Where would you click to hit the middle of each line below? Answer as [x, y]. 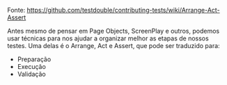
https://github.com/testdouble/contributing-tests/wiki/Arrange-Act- [124, 10]
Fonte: [16, 10]
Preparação [34, 59]
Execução [32, 67]
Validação [32, 74]
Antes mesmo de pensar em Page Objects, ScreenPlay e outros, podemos [113, 31]
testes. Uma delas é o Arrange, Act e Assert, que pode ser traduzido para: [114, 46]
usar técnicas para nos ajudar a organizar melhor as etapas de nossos [108, 38]
